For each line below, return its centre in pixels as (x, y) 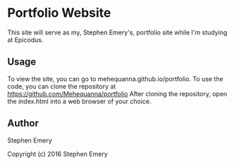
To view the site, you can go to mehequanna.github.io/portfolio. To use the (115, 79)
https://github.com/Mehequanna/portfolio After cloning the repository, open (117, 93)
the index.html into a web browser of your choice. (79, 101)
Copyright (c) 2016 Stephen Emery (57, 154)
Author (23, 123)
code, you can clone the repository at (62, 86)
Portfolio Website (59, 13)
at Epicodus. (25, 39)
